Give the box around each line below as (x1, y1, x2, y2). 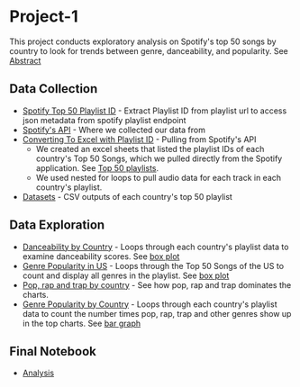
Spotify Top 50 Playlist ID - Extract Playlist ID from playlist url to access (22, 105, 287, 116)
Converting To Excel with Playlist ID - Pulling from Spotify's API (22, 133, 257, 145)
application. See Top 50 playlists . (35, 162, 159, 173)
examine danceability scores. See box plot (22, 250, 180, 262)
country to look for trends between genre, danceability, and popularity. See (9, 45, 288, 56)
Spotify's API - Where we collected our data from (22, 124, 205, 135)
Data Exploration (9, 218, 105, 233)
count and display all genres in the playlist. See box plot (22, 270, 230, 281)
